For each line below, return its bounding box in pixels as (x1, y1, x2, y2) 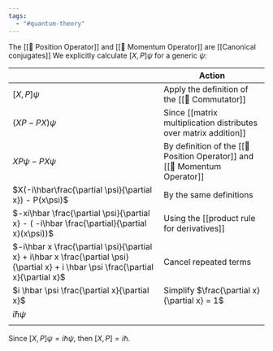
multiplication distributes (163, 117, 258, 128)
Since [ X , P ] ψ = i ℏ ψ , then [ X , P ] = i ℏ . (8, 333, 131, 343)
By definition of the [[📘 (163, 140, 250, 151)
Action (198, 70, 226, 81)
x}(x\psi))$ (12, 227, 54, 239)
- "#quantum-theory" (15, 19, 85, 28)
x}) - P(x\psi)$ (12, 194, 69, 206)
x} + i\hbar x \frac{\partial (12, 251, 110, 262)
